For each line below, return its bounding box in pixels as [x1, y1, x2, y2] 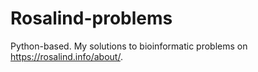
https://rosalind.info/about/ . [10, 50, 123, 62]
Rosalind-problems [10, 7, 173, 30]
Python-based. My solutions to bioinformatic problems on [10, 40, 248, 52]
